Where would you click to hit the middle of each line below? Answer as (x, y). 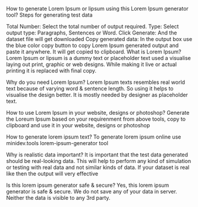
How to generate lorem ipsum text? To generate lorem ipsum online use (94, 137)
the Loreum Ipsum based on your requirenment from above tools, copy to (96, 119)
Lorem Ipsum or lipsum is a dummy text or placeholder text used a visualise (99, 58)
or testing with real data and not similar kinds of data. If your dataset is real (98, 167)
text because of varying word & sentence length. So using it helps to (90, 88)
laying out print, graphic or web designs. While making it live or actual (92, 64)
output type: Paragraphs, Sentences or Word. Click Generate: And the (92, 33)
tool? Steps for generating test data (50, 15)
